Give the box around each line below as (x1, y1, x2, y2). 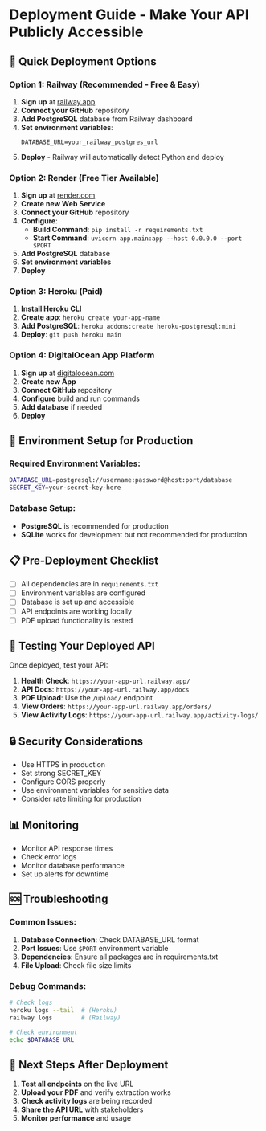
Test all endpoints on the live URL (20, 1079, 134, 1089)
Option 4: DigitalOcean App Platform (9, 349, 155, 361)
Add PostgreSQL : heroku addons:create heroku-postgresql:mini (20, 321, 236, 331)
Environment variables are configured (20, 588, 146, 598)
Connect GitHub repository (20, 385, 112, 394)
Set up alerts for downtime (20, 869, 109, 879)
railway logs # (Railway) (9, 1014, 121, 1022)
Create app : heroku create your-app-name (20, 312, 160, 322)
